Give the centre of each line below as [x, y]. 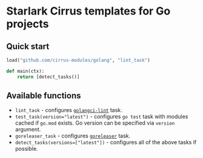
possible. [26, 149]
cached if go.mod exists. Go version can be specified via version [95, 123]
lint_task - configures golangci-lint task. [68, 110]
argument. [28, 130]
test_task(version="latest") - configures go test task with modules [101, 117]
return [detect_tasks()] [48, 77]
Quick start [28, 46]
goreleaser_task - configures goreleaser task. [73, 136]
